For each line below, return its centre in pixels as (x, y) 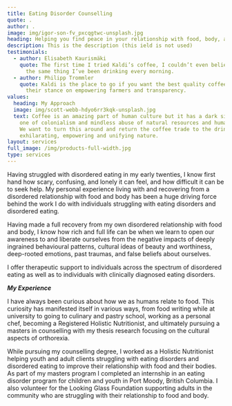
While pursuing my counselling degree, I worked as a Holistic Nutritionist (110, 351)
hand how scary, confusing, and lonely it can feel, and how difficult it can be (116, 182)
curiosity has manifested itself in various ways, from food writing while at (111, 309)
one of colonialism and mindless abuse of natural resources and (116, 123)
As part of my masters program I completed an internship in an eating (106, 373)
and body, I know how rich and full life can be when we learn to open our (111, 231)
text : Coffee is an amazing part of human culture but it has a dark (115, 116)
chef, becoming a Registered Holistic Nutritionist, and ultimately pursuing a (114, 323)
